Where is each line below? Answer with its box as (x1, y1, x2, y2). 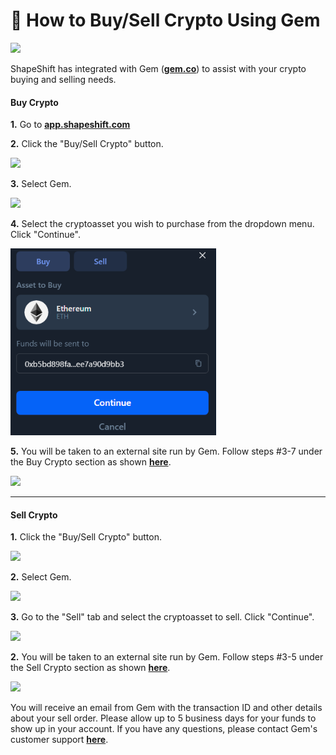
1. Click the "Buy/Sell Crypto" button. (10, 531, 163, 543)
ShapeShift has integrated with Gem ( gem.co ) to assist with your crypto (10, 62, 307, 74)
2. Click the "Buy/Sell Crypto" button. (10, 138, 164, 150)
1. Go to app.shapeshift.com (10, 119, 131, 131)
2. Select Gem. (10, 571, 72, 583)
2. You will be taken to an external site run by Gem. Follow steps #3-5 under (10, 651, 324, 663)
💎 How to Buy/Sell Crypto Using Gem (10, 9, 321, 32)
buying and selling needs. (10, 73, 117, 85)
